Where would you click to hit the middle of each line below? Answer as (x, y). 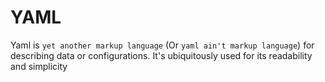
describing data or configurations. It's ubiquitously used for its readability (161, 55)
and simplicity (39, 66)
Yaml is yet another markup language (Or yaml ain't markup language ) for (162, 45)
